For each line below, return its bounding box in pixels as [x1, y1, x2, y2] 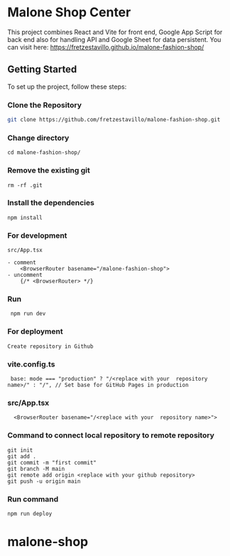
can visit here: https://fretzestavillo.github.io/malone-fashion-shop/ [7, 43, 204, 51]
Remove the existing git [7, 165, 91, 175]
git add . [7, 452, 37, 460]
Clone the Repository [7, 100, 82, 110]
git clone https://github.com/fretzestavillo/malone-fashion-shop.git [7, 116, 221, 124]
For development [7, 230, 67, 240]
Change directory [7, 133, 70, 143]
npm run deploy [7, 510, 53, 517]
